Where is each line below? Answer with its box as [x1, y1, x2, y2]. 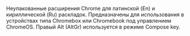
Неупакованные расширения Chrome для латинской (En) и [6, 5, 156, 12]
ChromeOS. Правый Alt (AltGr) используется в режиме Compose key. [6, 23, 180, 30]
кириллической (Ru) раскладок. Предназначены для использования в [6, 11, 184, 18]
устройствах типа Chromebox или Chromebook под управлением [6, 17, 172, 24]
